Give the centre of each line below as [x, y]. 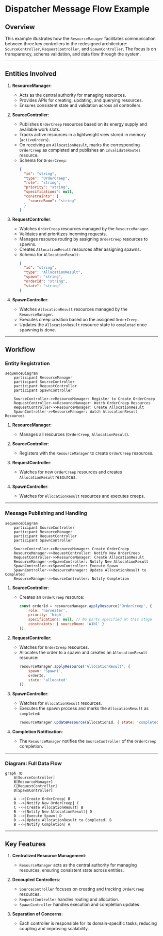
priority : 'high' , [47, 615]
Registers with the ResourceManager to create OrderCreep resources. [86, 453]
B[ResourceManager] [33, 782]
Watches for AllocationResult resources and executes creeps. [82, 496]
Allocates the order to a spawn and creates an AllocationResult [83, 652]
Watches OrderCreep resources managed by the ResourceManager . [84, 228]
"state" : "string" [42, 286]
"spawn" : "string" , [43, 277]
